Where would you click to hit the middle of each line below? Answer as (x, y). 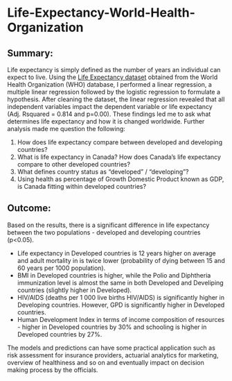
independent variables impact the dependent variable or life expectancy (110, 107)
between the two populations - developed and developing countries (104, 232)
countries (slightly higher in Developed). (74, 290)
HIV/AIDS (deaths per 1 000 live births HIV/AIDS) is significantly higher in (121, 297)
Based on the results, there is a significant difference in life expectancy (108, 225)
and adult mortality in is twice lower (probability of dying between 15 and (121, 260)
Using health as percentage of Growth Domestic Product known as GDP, (121, 179)
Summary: (30, 53)
